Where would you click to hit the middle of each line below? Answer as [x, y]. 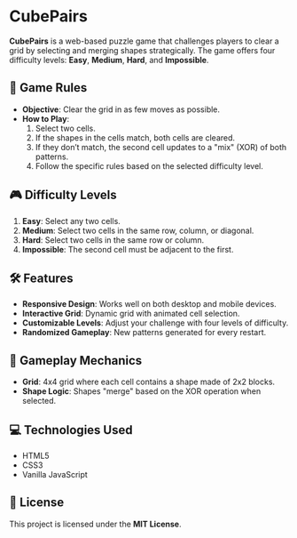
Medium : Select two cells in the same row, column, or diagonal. [138, 230]
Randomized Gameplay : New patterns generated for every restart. [144, 333]
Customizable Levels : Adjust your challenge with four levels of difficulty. [155, 323]
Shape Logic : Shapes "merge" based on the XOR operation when [141, 391]
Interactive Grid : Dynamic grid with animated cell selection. [131, 314]
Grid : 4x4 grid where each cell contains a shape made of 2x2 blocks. [148, 382]
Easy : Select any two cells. [71, 221]
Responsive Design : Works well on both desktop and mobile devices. [149, 304]
